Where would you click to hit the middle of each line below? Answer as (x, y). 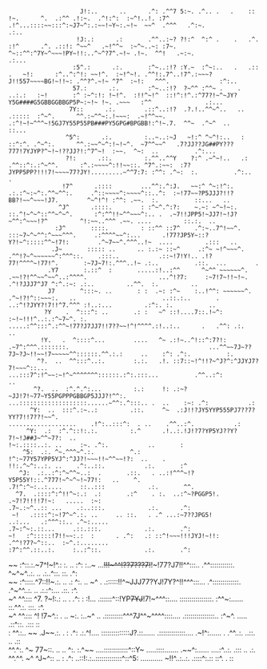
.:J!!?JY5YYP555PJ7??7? (216, 410)
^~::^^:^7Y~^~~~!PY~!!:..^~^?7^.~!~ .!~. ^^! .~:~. (102, 54)
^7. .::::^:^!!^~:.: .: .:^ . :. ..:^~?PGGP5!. (118, 494)
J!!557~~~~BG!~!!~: (41, 82)
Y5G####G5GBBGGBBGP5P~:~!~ (53, 102)
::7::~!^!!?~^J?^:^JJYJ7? (216, 361)
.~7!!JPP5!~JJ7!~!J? (203, 214)
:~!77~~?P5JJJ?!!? (203, 193)
